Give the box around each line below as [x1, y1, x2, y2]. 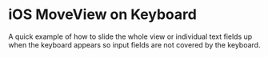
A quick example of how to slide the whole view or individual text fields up [8, 32, 253, 41]
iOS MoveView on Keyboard [8, 6, 198, 24]
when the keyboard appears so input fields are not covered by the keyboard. [8, 40, 261, 49]
